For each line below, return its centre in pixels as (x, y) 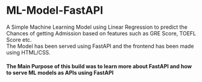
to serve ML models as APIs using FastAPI (60, 72)
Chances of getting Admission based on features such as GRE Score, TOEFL (101, 33)
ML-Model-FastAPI (55, 10)
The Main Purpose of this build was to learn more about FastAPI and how (99, 66)
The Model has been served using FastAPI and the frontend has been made (100, 46)
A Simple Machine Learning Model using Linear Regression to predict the (97, 27)
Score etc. (19, 40)
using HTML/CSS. (29, 52)
